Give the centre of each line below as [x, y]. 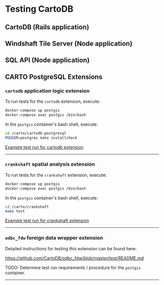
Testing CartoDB [39, 9]
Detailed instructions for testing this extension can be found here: [71, 248]
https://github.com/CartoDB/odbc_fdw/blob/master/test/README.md [74, 258]
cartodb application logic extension [47, 90]
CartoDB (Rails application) [47, 27]
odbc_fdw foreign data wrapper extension [54, 238]
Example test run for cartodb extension [44, 147]
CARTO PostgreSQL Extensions [54, 77]
